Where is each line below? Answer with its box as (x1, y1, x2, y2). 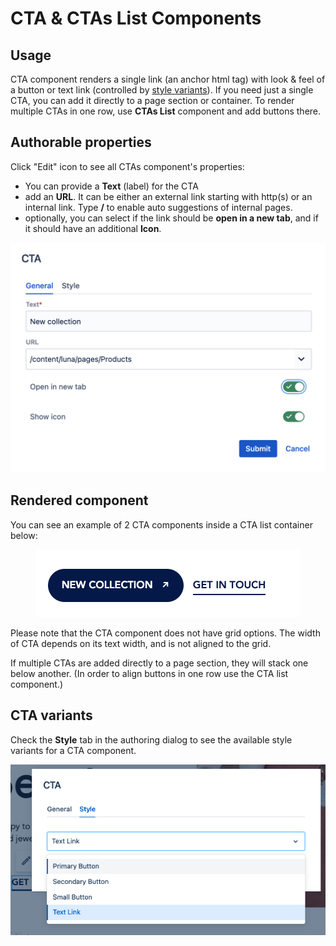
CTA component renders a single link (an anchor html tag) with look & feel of (10, 73, 326, 85)
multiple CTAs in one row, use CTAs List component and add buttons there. (10, 105, 322, 117)
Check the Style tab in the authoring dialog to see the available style (10, 733, 293, 746)
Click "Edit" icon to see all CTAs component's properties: (10, 160, 245, 172)
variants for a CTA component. (10, 744, 137, 756)
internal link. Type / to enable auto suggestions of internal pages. (24, 201, 293, 213)
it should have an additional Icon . (24, 222, 162, 234)
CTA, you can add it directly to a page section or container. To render (10, 95, 295, 106)
